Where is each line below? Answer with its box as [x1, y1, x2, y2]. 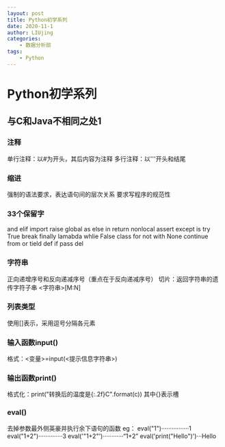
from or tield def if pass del [7, 240, 84, 248]
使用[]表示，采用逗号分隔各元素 [7, 319, 96, 327]
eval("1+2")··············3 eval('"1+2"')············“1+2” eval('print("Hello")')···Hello [7, 432, 217, 440]
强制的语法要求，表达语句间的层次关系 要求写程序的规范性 [7, 190, 171, 199]
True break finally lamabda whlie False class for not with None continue [7, 232, 209, 240]
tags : [7, 49, 23, 55]
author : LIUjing [7, 29, 53, 36]
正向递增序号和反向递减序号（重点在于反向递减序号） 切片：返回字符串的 [7, 274, 213, 283]
